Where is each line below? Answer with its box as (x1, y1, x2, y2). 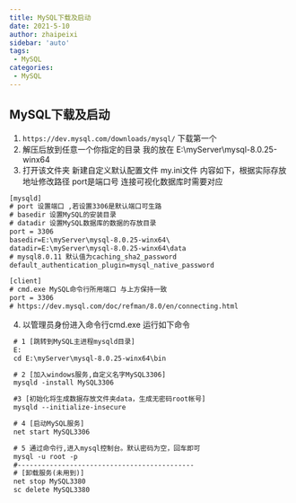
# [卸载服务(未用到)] (13, 469, 85, 478)
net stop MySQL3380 (13, 477, 87, 486)
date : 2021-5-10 (9, 22, 70, 31)
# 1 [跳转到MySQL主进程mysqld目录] (13, 337, 135, 346)
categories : (9, 64, 54, 73)
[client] (9, 277, 42, 286)
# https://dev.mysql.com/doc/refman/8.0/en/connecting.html (9, 302, 239, 311)
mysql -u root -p (13, 452, 78, 461)
